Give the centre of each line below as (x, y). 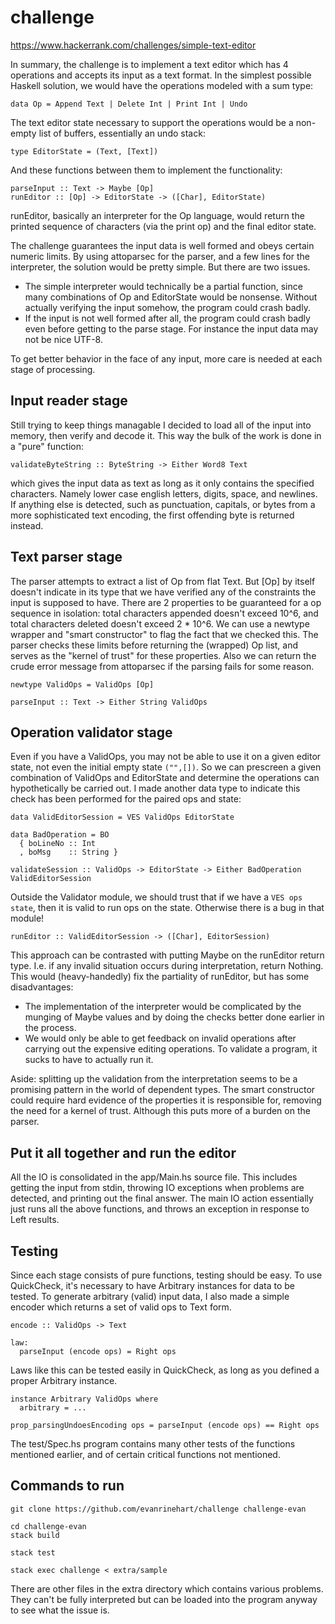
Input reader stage (69, 401)
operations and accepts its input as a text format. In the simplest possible (161, 75)
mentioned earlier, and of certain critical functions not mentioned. (145, 1454)
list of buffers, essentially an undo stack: (122, 133)
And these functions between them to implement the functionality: (146, 170)
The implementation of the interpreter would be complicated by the (163, 1007)
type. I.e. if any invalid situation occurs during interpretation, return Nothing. (167, 966)
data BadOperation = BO (60, 835)
